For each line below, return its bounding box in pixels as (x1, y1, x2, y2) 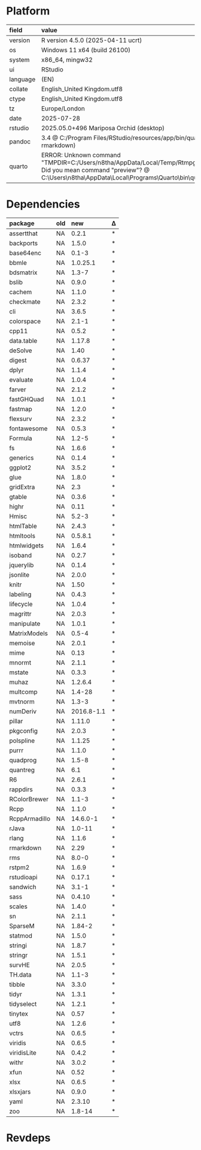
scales (9, 902, 28, 911)
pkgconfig (9, 726, 38, 735)
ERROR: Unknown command (41, 151, 121, 159)
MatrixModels (9, 629, 48, 637)
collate (9, 85, 28, 93)
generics (9, 453, 34, 462)
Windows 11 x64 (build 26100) (41, 46, 131, 54)
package (9, 219, 35, 227)
